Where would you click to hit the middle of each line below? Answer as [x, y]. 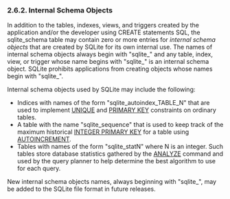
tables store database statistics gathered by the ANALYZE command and [120, 154]
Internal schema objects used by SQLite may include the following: [101, 90]
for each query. [39, 168]
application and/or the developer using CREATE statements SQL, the [104, 32]
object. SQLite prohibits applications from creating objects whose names [110, 69]
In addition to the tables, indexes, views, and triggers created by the [103, 25]
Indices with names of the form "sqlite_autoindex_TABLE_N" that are [113, 103]
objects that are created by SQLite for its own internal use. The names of [110, 47]
